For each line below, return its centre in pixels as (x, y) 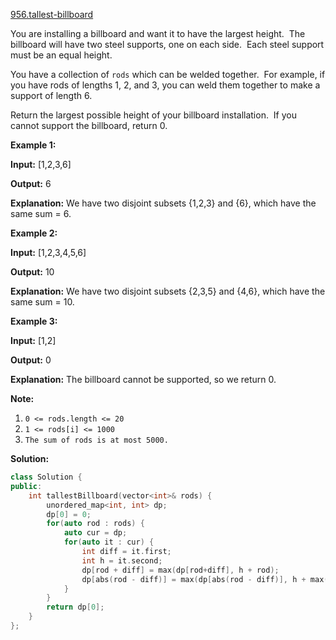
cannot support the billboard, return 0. (89, 125)
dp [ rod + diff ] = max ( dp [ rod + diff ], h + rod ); (180, 570)
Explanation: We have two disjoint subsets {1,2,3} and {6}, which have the (163, 203)
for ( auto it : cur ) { (109, 542)
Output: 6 (31, 183)
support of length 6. (51, 95)
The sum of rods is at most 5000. (96, 440)
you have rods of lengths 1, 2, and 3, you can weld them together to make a (165, 85)
